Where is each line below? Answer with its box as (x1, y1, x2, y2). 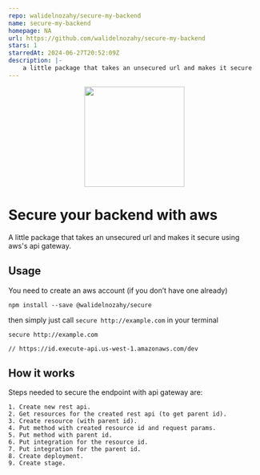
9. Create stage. (8, 459, 66, 468)
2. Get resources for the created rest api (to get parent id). (8, 410, 227, 418)
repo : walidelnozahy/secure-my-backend (8, 11, 142, 20)
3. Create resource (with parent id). (8, 417, 138, 425)
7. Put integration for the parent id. (8, 445, 142, 453)
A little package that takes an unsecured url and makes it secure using (8, 232, 240, 242)
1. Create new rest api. (8, 403, 91, 412)
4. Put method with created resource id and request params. (8, 424, 217, 432)
